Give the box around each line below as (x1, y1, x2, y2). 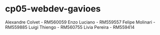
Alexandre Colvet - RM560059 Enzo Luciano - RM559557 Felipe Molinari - (5, 19, 156, 25)
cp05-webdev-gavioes (5, 3, 101, 14)
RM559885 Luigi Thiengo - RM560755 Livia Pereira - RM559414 (5, 24, 135, 30)
